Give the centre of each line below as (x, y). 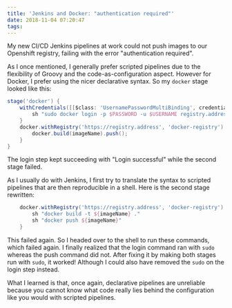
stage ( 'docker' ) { (33, 102)
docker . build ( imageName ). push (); (80, 133)
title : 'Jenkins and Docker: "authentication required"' (91, 13)
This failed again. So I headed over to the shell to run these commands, (108, 240)
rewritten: (21, 195)
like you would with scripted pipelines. (61, 297)
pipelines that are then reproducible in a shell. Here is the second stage (108, 188)
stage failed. (25, 167)
